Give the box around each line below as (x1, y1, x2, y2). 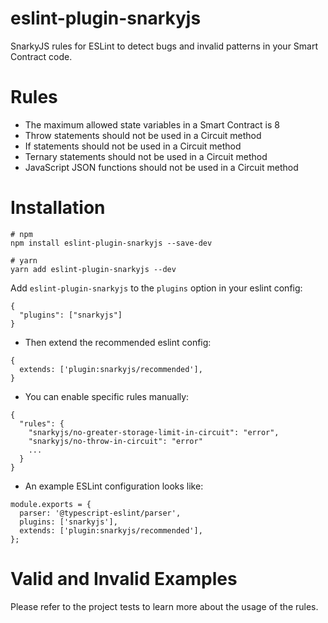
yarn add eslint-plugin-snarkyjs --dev (10, 264, 177, 274)
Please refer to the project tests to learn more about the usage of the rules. (10, 600, 319, 612)
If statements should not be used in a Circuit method (24, 140, 242, 152)
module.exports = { (10, 499, 92, 509)
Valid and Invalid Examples (10, 568, 238, 590)
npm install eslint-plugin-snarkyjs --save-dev (10, 238, 213, 248)
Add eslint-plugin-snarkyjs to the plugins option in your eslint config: (10, 282, 303, 294)
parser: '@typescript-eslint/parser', (19, 508, 182, 518)
